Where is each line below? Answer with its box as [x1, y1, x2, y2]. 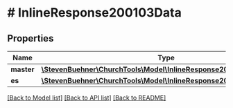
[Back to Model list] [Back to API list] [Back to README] [7, 93, 166, 102]
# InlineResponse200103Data [7, 5, 182, 21]
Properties [7, 33, 54, 44]
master [10, 64, 35, 74]
